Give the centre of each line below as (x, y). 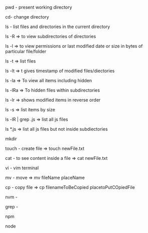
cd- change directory (27, 17)
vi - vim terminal (22, 168)
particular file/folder (26, 51)
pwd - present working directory (39, 7)
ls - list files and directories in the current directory (58, 27)
